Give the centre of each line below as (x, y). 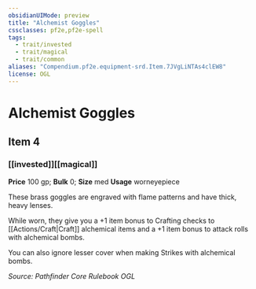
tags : (17, 37)
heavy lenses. (31, 205)
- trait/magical (42, 52)
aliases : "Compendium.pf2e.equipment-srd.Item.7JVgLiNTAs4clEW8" (117, 67)
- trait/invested (44, 45)
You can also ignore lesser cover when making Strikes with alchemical (122, 252)
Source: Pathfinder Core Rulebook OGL (72, 276)
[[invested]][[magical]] (53, 165)
